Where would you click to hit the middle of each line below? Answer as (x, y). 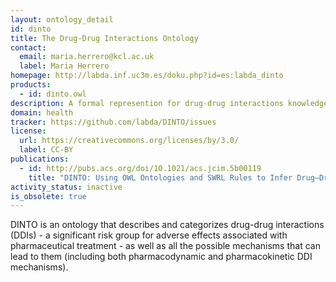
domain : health (42, 112)
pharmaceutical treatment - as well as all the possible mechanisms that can (165, 246)
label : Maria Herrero (64, 66)
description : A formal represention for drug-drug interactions (147, 103)
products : (31, 85)
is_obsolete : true (48, 196)
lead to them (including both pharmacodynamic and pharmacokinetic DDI (161, 257)
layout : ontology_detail (62, 19)
